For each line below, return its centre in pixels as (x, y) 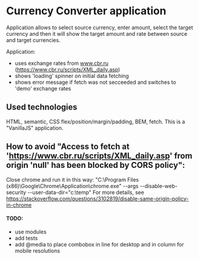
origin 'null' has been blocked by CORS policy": (96, 165)
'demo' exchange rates (43, 88)
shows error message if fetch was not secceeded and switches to (95, 82)
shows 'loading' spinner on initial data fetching (72, 76)
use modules (31, 232)
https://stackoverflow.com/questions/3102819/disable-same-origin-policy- (97, 198)
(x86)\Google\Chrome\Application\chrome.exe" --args (72, 186)
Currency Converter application (86, 11)
